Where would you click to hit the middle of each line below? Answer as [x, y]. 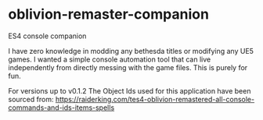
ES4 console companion [47, 36]
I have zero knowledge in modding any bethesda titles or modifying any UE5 [131, 51]
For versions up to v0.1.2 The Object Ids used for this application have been [130, 90]
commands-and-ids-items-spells [61, 108]
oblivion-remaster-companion [109, 14]
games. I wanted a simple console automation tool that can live [110, 59]
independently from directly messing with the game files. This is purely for [128, 67]
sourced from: [31, 99]
